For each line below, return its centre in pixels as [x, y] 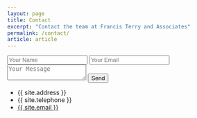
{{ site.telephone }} [44, 100]
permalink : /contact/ [38, 33]
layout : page [26, 14]
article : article [32, 40]
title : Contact [29, 20]
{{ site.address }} [42, 93]
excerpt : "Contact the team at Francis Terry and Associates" [99, 26]
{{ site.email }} [38, 108]
